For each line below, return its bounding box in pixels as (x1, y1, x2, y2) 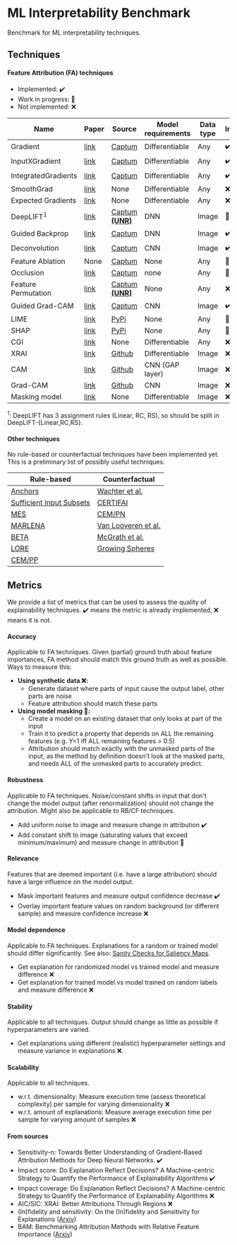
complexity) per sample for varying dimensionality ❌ (17, 1100, 171, 1109)
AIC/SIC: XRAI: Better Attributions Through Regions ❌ (17, 1199, 173, 1208)
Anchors (11, 486, 39, 496)
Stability (7, 1002, 33, 1011)
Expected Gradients (11, 196, 77, 205)
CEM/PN (97, 510, 126, 519)
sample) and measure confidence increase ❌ (17, 909, 149, 918)
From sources (7, 1132, 49, 1141)
